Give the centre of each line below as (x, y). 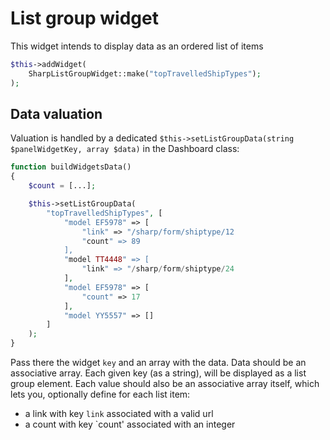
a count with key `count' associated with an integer (130, 424)
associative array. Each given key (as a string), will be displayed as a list (158, 373)
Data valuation (56, 113)
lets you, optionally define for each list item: (100, 394)
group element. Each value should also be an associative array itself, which (165, 383)
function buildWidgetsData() (71, 167)
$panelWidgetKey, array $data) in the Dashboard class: (125, 149)
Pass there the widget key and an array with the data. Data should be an (158, 362)
